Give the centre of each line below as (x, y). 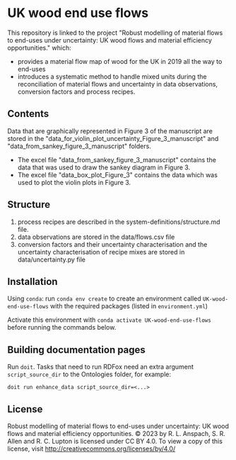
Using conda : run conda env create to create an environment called (104, 298)
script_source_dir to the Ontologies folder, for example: (89, 374)
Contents (28, 114)
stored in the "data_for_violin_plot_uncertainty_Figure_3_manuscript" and (113, 138)
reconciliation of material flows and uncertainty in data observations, (117, 84)
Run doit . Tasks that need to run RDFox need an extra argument (101, 367)
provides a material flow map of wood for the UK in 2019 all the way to (120, 61)
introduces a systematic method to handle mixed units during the (112, 77)
